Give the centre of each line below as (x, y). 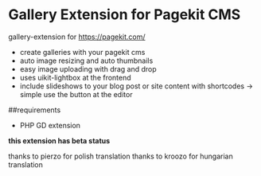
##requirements (35, 110)
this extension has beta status (59, 140)
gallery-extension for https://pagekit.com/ (77, 37)
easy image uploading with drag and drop (88, 68)
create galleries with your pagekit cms (82, 52)
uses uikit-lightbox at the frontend (75, 77)
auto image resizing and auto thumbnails (86, 61)
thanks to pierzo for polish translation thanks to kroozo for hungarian (121, 156)
